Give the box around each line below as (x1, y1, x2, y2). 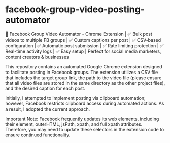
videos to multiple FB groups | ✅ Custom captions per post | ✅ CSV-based (5, 37, 161, 43)
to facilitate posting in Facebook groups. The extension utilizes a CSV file (5, 69, 158, 75)
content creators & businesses (5, 54, 70, 60)
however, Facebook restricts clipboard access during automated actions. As (5, 100, 164, 106)
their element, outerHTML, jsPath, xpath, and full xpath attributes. (5, 121, 143, 127)
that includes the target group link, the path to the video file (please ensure (5, 75, 162, 81)
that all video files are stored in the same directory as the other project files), (5, 80, 165, 86)
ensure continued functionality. (5, 132, 71, 138)
